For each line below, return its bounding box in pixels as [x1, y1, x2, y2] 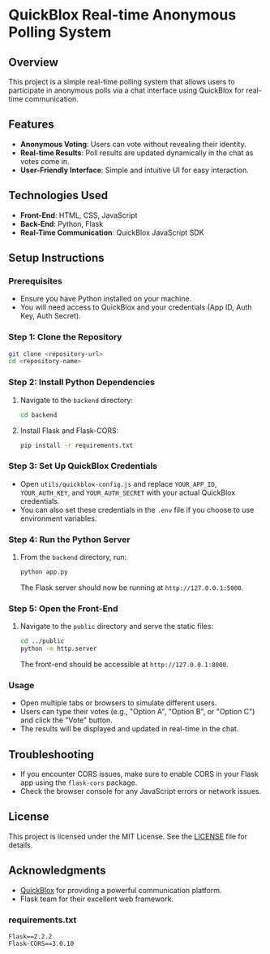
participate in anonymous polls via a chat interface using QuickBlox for [8, 85, 245, 95]
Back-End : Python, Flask [19, 219, 104, 228]
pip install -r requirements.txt [19, 441, 134, 449]
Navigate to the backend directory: [19, 395, 134, 405]
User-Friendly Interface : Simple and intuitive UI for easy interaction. [19, 165, 249, 175]
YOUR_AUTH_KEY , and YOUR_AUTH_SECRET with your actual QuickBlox [19, 488, 236, 497]
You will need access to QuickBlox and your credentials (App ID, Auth [19, 302, 253, 312]
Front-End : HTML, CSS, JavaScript [19, 210, 138, 220]
